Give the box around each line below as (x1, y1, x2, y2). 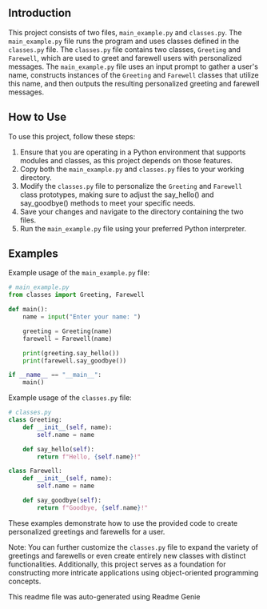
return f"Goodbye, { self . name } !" (37, 503, 149, 511)
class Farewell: (8, 467, 62, 475)
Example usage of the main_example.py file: (8, 268, 150, 278)
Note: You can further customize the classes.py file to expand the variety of (8, 542, 258, 551)
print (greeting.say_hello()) (22, 349, 120, 357)
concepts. (8, 576, 42, 586)
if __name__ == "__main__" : (8, 371, 102, 379)
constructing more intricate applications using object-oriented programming (8, 567, 259, 577)
